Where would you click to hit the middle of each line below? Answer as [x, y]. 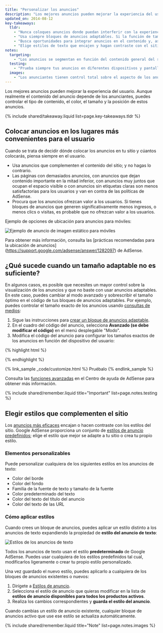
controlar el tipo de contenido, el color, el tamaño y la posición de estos [76, 101]
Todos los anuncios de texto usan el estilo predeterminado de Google [75, 551]
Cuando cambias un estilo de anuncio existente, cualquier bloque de [73, 611]
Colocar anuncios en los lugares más [62, 132]
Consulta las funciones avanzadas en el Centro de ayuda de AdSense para [80, 378]
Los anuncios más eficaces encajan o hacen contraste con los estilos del [78, 425]
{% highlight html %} [26, 350]
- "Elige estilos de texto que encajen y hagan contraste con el [81, 46]
